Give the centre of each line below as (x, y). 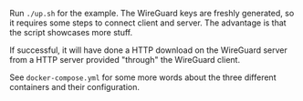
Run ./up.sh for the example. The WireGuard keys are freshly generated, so (152, 13)
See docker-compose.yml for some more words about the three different (143, 77)
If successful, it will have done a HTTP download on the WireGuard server (148, 50)
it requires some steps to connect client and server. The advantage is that (148, 23)
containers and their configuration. (74, 87)
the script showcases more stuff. (71, 32)
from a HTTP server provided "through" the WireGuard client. (125, 60)
